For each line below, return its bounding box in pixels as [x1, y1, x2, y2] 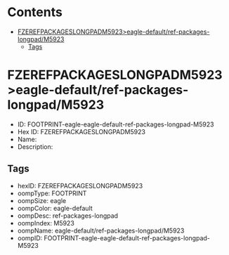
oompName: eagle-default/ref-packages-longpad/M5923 [17, 226, 185, 235]
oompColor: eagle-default [17, 204, 93, 212]
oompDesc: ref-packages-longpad [17, 211, 118, 220]
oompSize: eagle [17, 196, 67, 204]
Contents [7, 4, 63, 20]
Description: [17, 142, 53, 151]
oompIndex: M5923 [17, 218, 75, 227]
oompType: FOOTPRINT [17, 189, 87, 197]
